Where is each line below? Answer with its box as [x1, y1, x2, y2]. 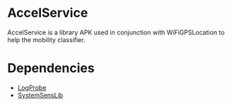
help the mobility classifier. [7, 35, 86, 44]
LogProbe [17, 83, 47, 92]
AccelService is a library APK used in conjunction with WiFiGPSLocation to [7, 28, 225, 37]
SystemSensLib [17, 91, 64, 99]
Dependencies [7, 60, 95, 77]
